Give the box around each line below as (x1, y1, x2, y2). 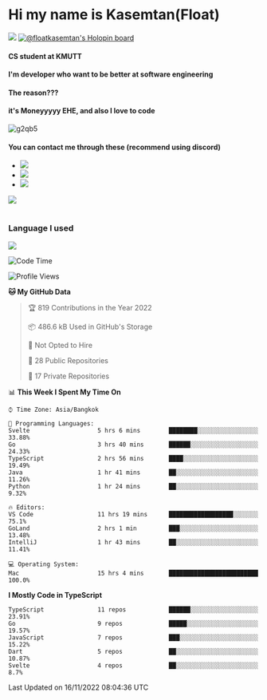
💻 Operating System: (8, 560, 80, 568)
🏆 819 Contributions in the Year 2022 (27, 303, 153, 312)
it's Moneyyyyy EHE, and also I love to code (8, 106, 155, 116)
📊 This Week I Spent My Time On (8, 387, 121, 397)
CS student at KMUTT (8, 51, 82, 61)
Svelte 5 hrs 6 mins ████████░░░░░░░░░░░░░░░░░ (8, 426, 259, 434)
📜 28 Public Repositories (27, 355, 109, 365)
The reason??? (8, 88, 59, 97)
